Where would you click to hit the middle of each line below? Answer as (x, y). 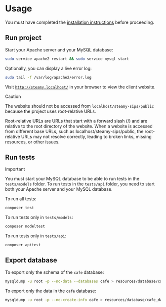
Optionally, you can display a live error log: (49, 68)
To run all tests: (21, 199)
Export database (31, 260)
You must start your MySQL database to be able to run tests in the (72, 179)
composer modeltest (25, 226)
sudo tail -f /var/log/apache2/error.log (48, 77)
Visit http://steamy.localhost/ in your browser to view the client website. (80, 87)
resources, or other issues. (33, 142)
